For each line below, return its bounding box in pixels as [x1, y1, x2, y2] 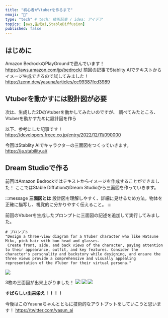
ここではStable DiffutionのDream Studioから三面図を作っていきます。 [15, 184, 159, 190]
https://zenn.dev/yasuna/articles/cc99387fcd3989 [5, 79, 110, 85]
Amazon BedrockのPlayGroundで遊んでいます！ [5, 60, 105, 66]
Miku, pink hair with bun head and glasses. [5, 238, 100, 243]
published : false [5, 26, 42, 31]
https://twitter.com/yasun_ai [15, 307, 73, 313]
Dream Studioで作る [5, 164, 69, 172]
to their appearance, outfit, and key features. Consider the [5, 247, 138, 252]
